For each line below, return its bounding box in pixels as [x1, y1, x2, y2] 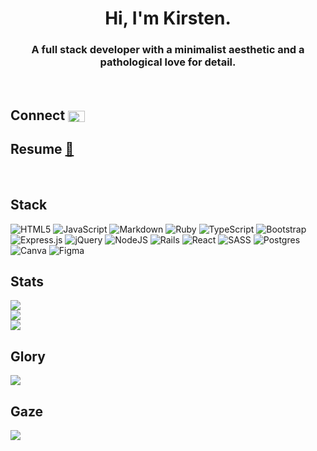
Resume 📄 [10, 141, 75, 158]
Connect [10, 107, 66, 124]
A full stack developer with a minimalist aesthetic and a [31, 43, 305, 57]
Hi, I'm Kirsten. [104, 7, 232, 30]
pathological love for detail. [99, 55, 237, 69]
